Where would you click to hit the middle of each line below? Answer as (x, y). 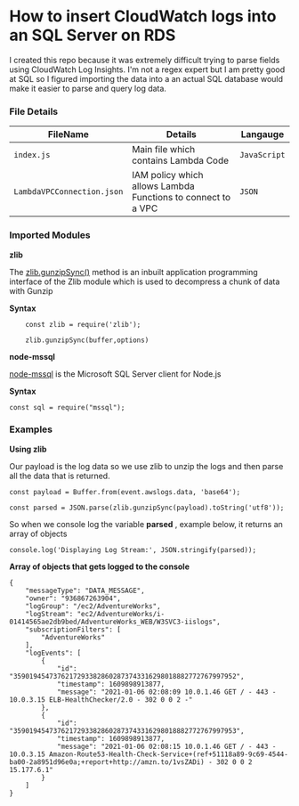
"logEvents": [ (53, 653)
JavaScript (263, 155)
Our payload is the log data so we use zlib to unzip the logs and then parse (146, 466)
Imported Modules (50, 235)
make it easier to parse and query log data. (88, 88)
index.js (32, 155)
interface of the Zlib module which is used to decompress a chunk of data (145, 281)
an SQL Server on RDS (93, 35)
